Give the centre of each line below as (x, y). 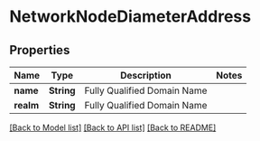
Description (146, 75)
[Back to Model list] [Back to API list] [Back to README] (113, 127)
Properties (40, 50)
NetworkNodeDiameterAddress (130, 17)
